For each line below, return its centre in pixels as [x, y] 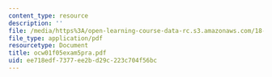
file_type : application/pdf [56, 38]
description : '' [36, 23]
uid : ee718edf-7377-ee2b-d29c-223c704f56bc [83, 61]
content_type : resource [49, 16]
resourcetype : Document [49, 46]
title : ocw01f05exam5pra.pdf [57, 53]
